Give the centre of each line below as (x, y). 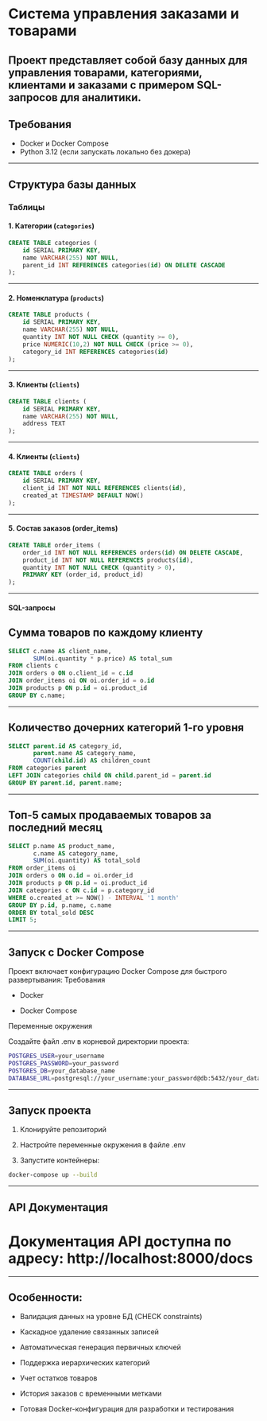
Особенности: (45, 1297)
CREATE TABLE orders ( (46, 473)
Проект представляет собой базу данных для (128, 60)
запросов (33, 97)
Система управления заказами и (124, 14)
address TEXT (44, 424)
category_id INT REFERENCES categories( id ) (96, 352)
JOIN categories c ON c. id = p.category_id (81, 890)
